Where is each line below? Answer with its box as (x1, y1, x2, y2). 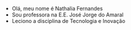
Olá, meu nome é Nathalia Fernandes (11, 5, 103, 12)
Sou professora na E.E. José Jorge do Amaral (11, 11, 124, 18)
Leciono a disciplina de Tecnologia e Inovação (11, 18, 126, 24)
